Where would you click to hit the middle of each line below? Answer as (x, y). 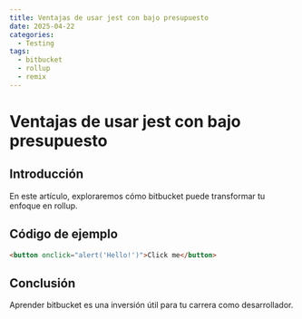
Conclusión (43, 283)
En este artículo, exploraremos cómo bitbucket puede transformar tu (137, 196)
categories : (32, 34)
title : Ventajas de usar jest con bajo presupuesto (109, 18)
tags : (19, 52)
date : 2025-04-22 (42, 26)
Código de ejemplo (63, 234)
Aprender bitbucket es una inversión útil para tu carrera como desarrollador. (151, 305)
